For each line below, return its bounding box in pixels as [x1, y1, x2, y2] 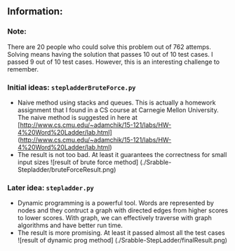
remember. [7, 65, 39, 73]
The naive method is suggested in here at [17, 113, 138, 121]
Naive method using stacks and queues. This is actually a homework [17, 98, 216, 107]
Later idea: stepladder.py [7, 182, 95, 192]
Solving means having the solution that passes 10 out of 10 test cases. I [7, 50, 213, 58]
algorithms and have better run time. [17, 221, 123, 230]
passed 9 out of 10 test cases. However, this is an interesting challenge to [7, 57, 220, 66]
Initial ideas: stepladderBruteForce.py [7, 82, 136, 92]
